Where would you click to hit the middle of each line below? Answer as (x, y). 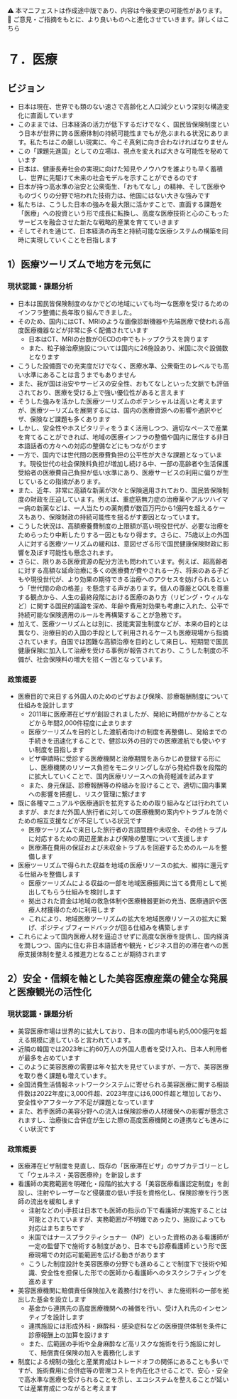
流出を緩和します (55, 1201)
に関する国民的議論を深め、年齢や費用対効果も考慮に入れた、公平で (129, 606)
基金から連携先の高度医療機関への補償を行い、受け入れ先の (115, 1308)
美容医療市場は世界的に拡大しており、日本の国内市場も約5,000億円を (119, 1031)
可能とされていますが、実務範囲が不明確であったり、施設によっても (127, 1219)
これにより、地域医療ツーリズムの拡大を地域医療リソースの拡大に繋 (127, 918)
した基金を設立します (55, 1299)
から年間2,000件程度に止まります (84, 723)
